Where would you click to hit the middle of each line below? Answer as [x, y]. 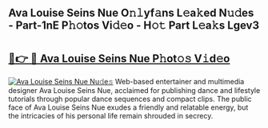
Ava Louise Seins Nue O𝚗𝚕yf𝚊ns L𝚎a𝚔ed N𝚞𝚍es [131, 13]
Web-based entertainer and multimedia [180, 81]
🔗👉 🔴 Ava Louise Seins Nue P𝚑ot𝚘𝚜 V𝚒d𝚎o [119, 58]
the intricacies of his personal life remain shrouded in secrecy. [111, 116]
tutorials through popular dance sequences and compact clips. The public [130, 99]
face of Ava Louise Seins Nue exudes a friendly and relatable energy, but [128, 107]
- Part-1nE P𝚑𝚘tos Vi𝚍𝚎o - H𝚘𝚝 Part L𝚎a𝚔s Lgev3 [134, 26]
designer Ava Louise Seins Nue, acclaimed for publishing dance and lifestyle [134, 90]
